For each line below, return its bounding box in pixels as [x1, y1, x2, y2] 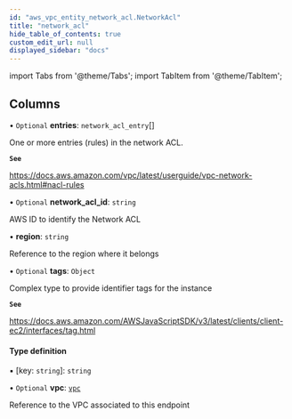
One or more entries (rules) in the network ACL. [9, 137, 184, 148]
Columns [9, 96, 61, 111]
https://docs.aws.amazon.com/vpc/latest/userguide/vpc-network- [9, 170, 253, 181]
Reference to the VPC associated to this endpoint [9, 399, 190, 410]
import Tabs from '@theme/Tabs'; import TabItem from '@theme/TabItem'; [9, 70, 283, 81]
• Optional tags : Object [9, 265, 95, 276]
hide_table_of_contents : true [9, 29, 122, 38]
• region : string [9, 230, 69, 241]
